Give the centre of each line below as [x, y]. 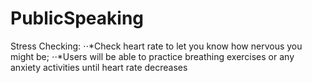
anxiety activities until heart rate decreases [99, 67]
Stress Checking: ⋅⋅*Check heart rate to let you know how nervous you [156, 46]
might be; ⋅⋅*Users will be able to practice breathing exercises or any [152, 56]
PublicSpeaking [77, 18]
